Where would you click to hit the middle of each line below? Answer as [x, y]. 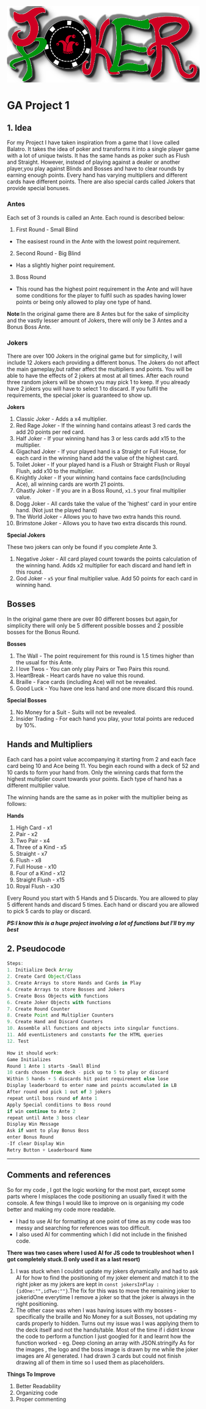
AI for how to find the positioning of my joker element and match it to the [107, 1277]
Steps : [15, 964]
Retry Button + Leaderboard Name [50, 1150]
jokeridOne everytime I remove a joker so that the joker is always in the [105, 1297]
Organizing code [37, 1392]
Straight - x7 [31, 853]
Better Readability [38, 1386]
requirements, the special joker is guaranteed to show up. [79, 395]
